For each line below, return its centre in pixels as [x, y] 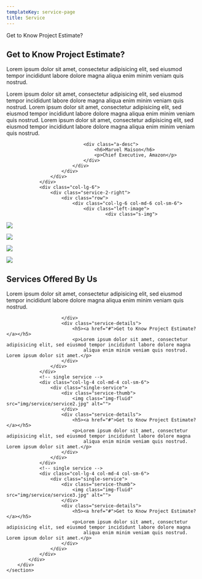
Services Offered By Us [52, 279]
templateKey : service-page [41, 12]
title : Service [26, 18]
